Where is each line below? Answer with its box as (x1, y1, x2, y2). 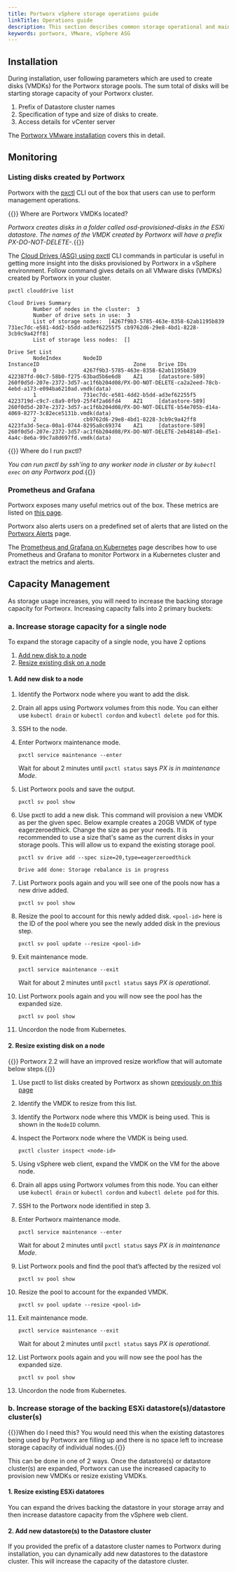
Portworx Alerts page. (8, 529, 72, 538)
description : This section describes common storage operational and (8, 23, 216, 30)
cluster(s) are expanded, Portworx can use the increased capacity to (8, 1464, 207, 1473)
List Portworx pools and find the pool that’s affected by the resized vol (18, 1262, 221, 1270)
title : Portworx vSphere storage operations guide (8, 10, 159, 18)
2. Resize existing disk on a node (8, 1041, 105, 1050)
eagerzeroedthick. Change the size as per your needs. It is (18, 826, 188, 834)
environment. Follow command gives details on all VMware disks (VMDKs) (8, 266, 223, 274)
